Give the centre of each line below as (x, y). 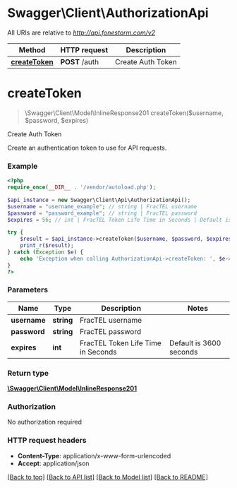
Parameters (28, 290)
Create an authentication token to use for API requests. (87, 148)
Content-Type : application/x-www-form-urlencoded (94, 456)
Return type (28, 373)
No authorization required (45, 422)
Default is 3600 (195, 343)
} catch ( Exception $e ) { (45, 252)
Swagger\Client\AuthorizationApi (108, 13)
